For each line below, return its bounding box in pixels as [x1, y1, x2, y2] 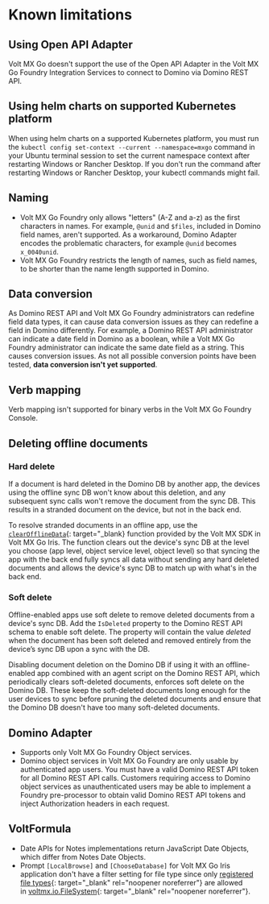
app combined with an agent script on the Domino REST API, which [36, 669, 260, 678]
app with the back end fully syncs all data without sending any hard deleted [8, 554, 259, 564]
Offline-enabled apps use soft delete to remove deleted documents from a [8, 610, 255, 620]
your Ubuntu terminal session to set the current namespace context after [8, 151, 250, 160]
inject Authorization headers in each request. [19, 799, 170, 809]
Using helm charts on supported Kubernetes [8, 99, 236, 114]
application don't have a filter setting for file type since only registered [19, 869, 254, 879]
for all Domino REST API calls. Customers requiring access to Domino [19, 773, 251, 783]
